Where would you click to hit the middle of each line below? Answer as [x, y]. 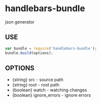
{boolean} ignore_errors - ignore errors [51, 95]
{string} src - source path [38, 80]
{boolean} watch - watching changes [49, 90]
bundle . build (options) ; [29, 53]
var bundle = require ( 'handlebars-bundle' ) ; [51, 48]
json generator [20, 22]
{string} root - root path [36, 85]
